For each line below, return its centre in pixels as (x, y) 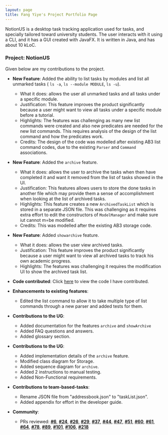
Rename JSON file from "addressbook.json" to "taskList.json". (84, 397)
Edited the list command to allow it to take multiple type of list (83, 301)
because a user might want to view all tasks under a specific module (91, 110)
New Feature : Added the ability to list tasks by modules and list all (81, 78)
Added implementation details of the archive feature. (74, 356)
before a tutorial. (37, 115)
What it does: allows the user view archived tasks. (72, 245)
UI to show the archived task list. (54, 272)
